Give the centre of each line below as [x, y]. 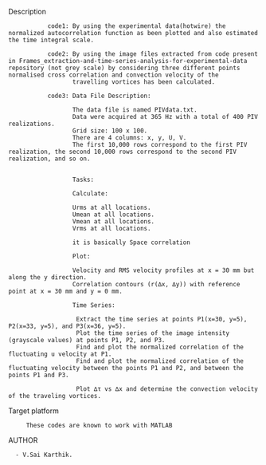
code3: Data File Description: [99, 96]
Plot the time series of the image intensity [153, 333]
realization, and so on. [49, 159]
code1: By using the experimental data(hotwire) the [137, 26]
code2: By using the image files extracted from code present [153, 54]
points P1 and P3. [39, 375]
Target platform [34, 411]
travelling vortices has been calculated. [144, 82]
